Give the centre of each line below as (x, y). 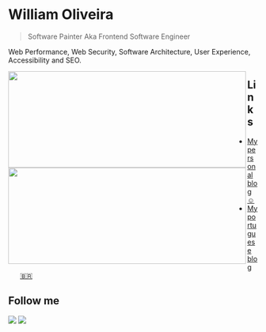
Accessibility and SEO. (45, 60)
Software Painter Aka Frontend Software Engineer (109, 36)
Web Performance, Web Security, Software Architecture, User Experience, (129, 51)
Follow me (34, 301)
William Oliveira (61, 15)
